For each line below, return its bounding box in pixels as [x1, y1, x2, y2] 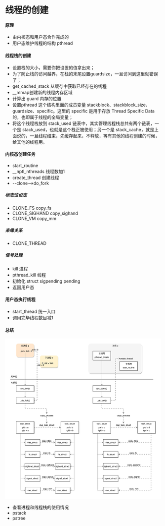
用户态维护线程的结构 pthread [12, 40, 73, 46]
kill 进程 [12, 266, 28, 272]
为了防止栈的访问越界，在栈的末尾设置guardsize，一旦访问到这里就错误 [12, 70, 158, 77]
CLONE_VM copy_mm [12, 215, 57, 221]
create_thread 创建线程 [12, 175, 59, 180]
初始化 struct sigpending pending [12, 278, 81, 284]
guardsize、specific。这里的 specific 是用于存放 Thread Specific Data [12, 108, 155, 114]
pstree [12, 515, 26, 521]
